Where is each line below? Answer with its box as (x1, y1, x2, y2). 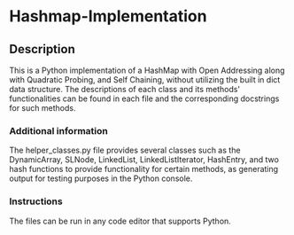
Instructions (9, 195, 64, 208)
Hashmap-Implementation (9, 6, 207, 27)
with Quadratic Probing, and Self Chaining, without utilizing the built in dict (9, 74, 281, 85)
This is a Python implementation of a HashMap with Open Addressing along (9, 65, 285, 75)
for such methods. (9, 103, 76, 113)
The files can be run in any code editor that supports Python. (9, 215, 232, 226)
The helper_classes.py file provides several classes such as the (9, 145, 241, 156)
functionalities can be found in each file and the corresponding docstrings (9, 93, 280, 104)
